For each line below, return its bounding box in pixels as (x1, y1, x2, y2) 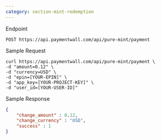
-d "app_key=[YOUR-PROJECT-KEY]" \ (5, 79, 94, 85)
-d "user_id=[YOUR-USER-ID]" (5, 85, 78, 91)
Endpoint (5, 25, 28, 32)
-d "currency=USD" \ (5, 69, 57, 75)
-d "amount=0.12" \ (5, 64, 54, 70)
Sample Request (5, 47, 46, 54)
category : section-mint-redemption (5, 8, 94, 15)
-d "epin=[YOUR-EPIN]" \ (5, 74, 67, 80)
